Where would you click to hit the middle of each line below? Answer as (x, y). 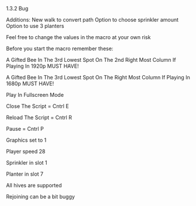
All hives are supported (34, 185)
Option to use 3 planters (35, 26)
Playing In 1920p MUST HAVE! (42, 66)
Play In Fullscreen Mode (35, 95)
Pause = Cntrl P (25, 129)
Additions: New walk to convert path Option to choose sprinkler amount (92, 20)
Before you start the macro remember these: (60, 48)
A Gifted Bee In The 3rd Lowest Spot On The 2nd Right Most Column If (91, 60)
